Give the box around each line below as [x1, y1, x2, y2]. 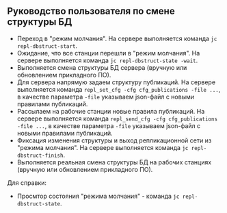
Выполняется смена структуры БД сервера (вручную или [16, 63, 187, 71]
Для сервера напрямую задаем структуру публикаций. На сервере [16, 78, 216, 86]
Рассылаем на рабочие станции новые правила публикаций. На [16, 107, 205, 115]
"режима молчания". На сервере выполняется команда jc [16, 143, 189, 151]
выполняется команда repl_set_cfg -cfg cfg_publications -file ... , [16, 85, 221, 93]
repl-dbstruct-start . [16, 41, 77, 50]
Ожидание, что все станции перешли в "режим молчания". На [16, 49, 200, 57]
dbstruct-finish [16, 152, 64, 159]
